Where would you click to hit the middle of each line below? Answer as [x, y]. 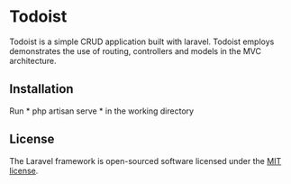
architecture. [33, 60]
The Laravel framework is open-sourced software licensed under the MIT [145, 161]
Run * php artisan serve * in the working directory [102, 111]
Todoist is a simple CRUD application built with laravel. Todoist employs [142, 41]
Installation [41, 89]
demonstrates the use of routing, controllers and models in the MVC [136, 51]
